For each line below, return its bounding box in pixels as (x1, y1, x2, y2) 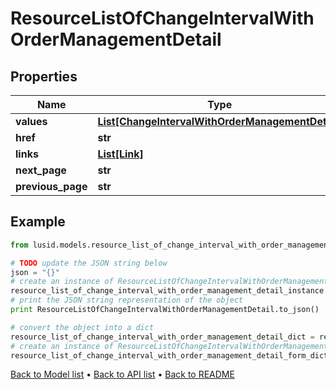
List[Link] (97, 147, 144, 161)
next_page (15, 163, 67, 177)
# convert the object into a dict (10, 322, 155, 332)
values (15, 115, 48, 128)
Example (10, 213, 66, 231)
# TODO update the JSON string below (10, 258, 168, 268)
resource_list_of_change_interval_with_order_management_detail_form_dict (10, 350, 329, 361)
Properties (10, 68, 78, 85)
